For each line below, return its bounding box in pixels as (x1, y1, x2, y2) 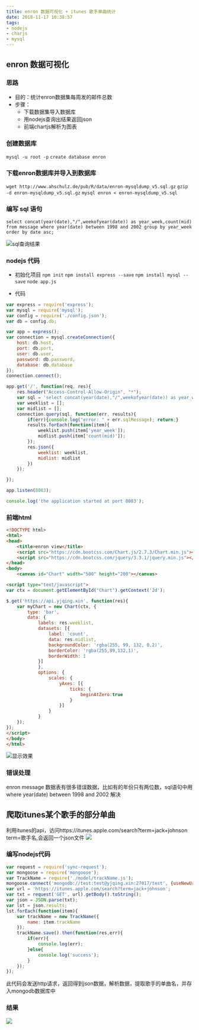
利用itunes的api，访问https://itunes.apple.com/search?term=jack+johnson (6, 826, 188, 833)
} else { (27, 947, 44, 952)
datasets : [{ (37, 626, 70, 632)
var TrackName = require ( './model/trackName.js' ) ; (6, 875, 134, 881)
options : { (37, 669, 65, 675)
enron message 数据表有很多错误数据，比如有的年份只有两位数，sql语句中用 (6, 783, 193, 790)
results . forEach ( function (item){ (27, 422, 110, 428)
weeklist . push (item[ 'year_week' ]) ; (37, 427, 126, 434)
